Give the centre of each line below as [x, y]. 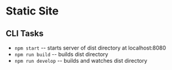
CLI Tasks [25, 33]
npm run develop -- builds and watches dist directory [81, 61]
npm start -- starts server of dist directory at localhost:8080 [90, 48]
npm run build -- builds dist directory [61, 54]
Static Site [32, 11]
